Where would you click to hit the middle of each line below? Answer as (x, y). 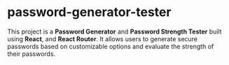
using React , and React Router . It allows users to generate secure (103, 38)
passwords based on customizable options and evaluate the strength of (111, 46)
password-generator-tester (89, 12)
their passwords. (32, 54)
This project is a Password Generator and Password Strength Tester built (114, 31)
